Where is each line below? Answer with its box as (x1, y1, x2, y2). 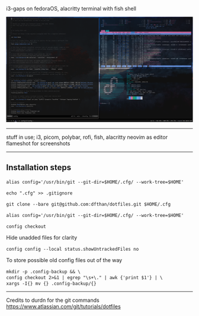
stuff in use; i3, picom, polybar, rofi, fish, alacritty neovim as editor (6, 133, 168, 141)
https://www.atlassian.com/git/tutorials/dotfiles (6, 302, 121, 310)
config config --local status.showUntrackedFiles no (6, 246, 139, 252)
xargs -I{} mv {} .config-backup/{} (6, 280, 97, 286)
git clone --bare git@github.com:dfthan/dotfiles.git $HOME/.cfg (6, 201, 171, 207)
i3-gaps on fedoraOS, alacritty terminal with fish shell (6, 5, 136, 12)
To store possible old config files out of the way (6, 256, 123, 263)
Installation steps (6, 162, 72, 173)
